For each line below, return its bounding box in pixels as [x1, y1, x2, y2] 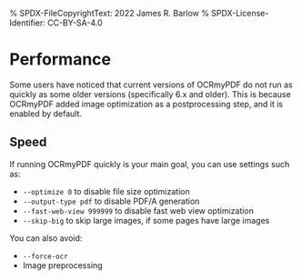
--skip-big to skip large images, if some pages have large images [22, 215, 270, 225]
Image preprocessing [22, 259, 103, 271]
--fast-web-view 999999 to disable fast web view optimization [22, 205, 255, 216]
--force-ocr [22, 252, 68, 261]
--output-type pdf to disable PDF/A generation [22, 195, 200, 206]
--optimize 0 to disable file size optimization [22, 185, 190, 196]
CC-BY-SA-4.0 [46, 17, 103, 28]
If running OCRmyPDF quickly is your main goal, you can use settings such [9, 158, 290, 169]
